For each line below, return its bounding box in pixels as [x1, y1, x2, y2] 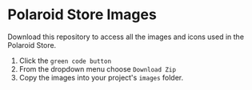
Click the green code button [18, 56, 112, 65]
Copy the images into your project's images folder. [18, 72, 184, 82]
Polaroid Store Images [7, 6, 157, 24]
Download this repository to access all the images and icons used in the [7, 32, 245, 41]
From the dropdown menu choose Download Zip [18, 64, 177, 73]
